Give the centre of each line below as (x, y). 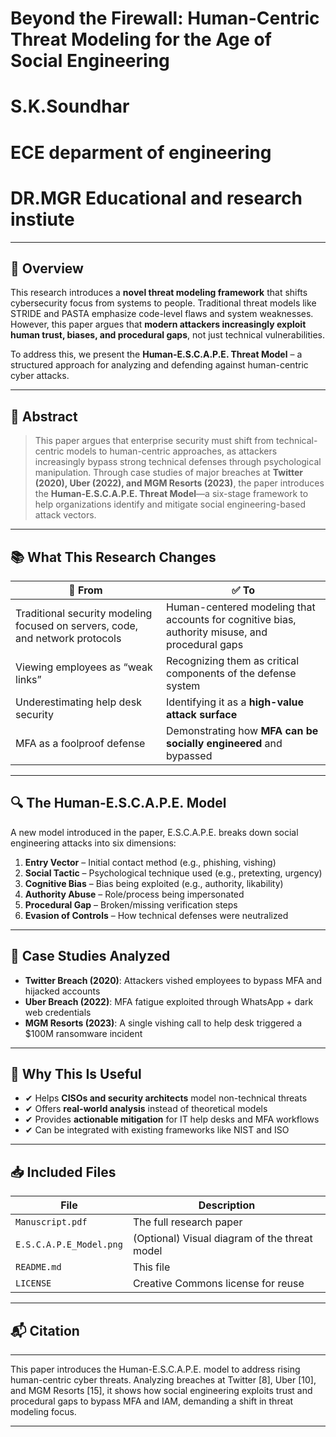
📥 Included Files (63, 1172)
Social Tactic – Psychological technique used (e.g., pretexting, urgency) (173, 873)
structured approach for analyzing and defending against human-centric (159, 365)
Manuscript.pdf (51, 1222)
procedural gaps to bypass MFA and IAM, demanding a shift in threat (152, 1401)
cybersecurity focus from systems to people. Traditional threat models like (163, 303)
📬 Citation (45, 1330)
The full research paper (187, 1222)
